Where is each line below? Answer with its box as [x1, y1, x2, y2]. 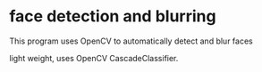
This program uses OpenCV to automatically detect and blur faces [9, 36, 253, 46]
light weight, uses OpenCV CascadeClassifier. [9, 52, 179, 63]
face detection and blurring [9, 6, 216, 27]
